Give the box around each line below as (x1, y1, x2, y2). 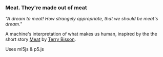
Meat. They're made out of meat (5, 4, 87, 11)
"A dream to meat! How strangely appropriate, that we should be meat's (5, 16, 158, 22)
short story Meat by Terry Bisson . (5, 36, 76, 42)
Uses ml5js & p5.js (5, 46, 45, 52)
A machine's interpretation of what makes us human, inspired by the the (5, 31, 157, 37)
